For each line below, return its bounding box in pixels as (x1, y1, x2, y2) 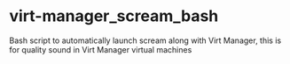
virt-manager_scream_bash (9, 6, 219, 26)
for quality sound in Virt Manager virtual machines (9, 44, 192, 54)
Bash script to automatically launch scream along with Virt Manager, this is (9, 35, 282, 46)
